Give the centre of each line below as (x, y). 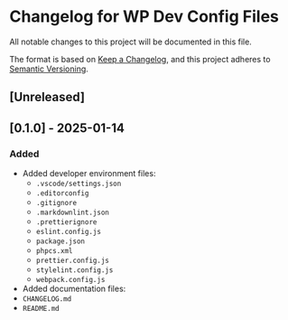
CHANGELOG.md (47, 299)
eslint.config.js (69, 232)
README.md (41, 309)
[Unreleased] (47, 97)
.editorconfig (62, 193)
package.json (60, 241)
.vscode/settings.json (79, 184)
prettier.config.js (73, 261)
